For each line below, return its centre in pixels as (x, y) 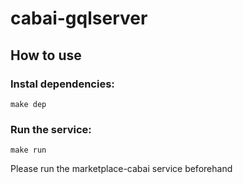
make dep (28, 104)
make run (28, 150)
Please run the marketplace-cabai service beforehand (121, 169)
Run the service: (51, 129)
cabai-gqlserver (79, 18)
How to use (46, 55)
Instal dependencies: (62, 84)
